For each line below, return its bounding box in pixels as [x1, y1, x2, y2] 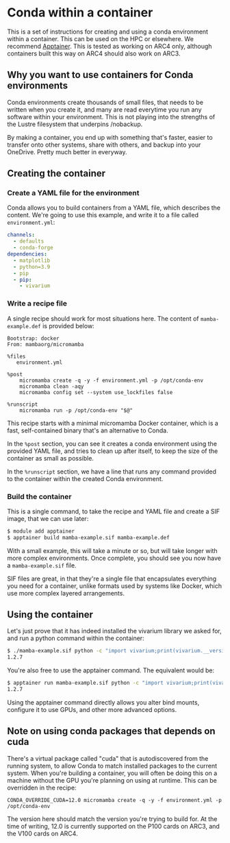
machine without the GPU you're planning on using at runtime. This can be [7, 776, 217, 784]
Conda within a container [7, 5, 153, 21]
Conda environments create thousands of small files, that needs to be [7, 98, 204, 106]
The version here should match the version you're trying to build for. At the [7, 814, 218, 823]
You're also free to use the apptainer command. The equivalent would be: [7, 666, 214, 674]
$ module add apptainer [7, 528, 75, 535]
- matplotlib [13, 257, 51, 264]
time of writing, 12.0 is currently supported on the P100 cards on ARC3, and [7, 822, 220, 830]
